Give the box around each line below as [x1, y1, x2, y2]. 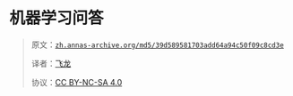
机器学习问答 [9, 8, 105, 28]
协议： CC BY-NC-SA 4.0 [30, 76, 123, 87]
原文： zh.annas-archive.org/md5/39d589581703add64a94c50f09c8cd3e [30, 39, 284, 50]
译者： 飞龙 [30, 58, 72, 68]
